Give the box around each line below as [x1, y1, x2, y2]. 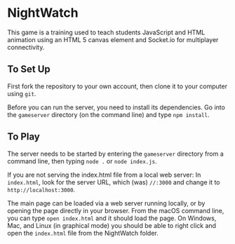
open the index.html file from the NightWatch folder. [7, 229, 159, 237]
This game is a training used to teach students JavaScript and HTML [7, 28, 206, 36]
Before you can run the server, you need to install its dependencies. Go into [7, 103, 226, 111]
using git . [7, 89, 36, 97]
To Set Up [7, 63, 51, 75]
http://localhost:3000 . [7, 185, 76, 194]
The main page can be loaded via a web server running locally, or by [7, 198, 206, 208]
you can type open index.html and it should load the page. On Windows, [7, 214, 217, 222]
